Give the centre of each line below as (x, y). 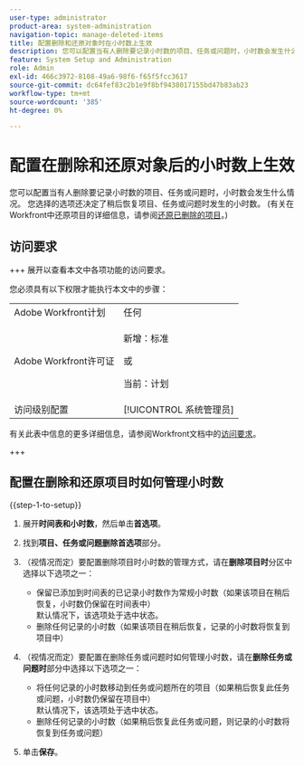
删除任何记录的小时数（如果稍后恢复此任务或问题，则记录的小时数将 (163, 721)
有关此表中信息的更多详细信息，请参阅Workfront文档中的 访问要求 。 (135, 434)
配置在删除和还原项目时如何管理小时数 (116, 482)
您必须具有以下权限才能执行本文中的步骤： (89, 289)
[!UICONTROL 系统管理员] (179, 410)
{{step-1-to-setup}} (46, 505)
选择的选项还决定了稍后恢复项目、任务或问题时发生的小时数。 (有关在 (164, 203)
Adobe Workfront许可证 (64, 361)
